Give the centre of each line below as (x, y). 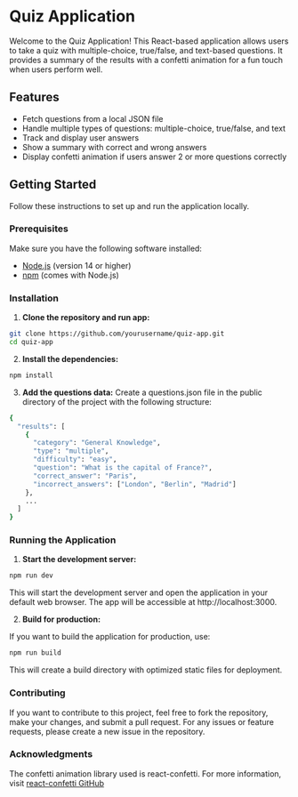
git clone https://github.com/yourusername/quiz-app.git (117, 334)
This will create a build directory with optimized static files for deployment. (146, 670)
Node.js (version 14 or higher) (77, 265)
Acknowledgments (51, 754)
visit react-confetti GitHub (57, 783)
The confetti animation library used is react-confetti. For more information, (145, 773)
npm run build (36, 653)
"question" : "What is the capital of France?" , (123, 468)
